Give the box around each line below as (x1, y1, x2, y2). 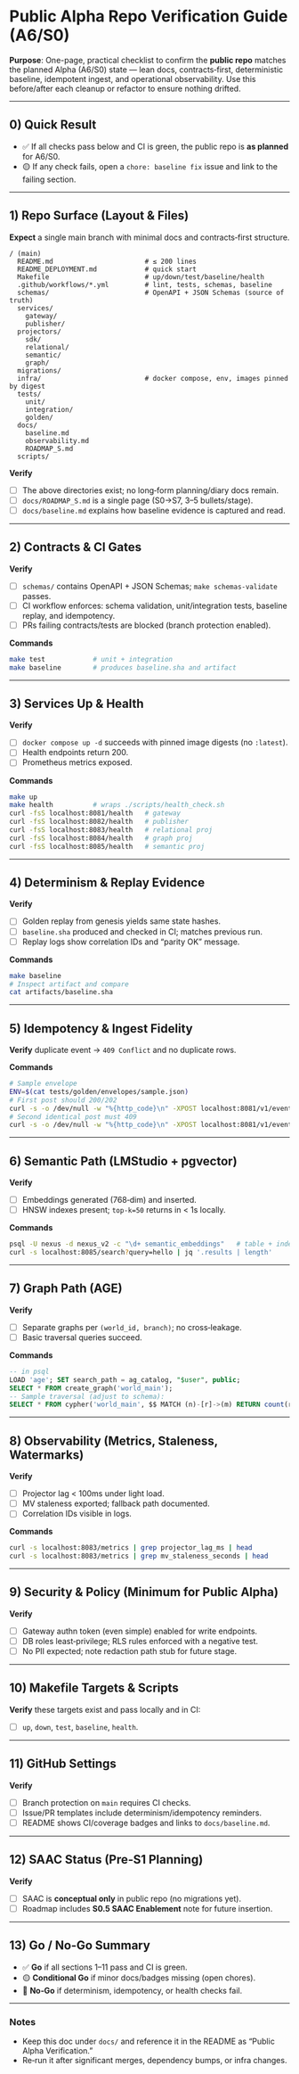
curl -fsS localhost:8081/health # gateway (9, 809, 181, 818)
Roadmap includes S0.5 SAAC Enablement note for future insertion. (21, 1903, 273, 1914)
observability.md (25, 436, 90, 445)
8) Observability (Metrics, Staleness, (9, 1433, 218, 1448)
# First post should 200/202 (9, 1095, 117, 1105)
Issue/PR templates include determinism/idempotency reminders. (21, 1807, 263, 1818)
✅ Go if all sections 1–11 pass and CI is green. (21, 1962, 189, 1972)
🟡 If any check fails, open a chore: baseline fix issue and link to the (21, 160, 279, 171)
